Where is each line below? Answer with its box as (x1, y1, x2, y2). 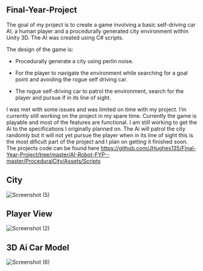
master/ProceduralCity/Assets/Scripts (6, 157, 101, 165)
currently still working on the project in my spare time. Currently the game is (6, 112, 197, 119)
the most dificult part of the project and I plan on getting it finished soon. (6, 138, 188, 145)
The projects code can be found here (6, 144, 100, 151)
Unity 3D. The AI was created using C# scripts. (6, 33, 124, 41)
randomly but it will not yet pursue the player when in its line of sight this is (6, 131, 193, 139)
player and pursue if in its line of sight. (15, 94, 111, 101)
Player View (6, 209, 53, 219)
